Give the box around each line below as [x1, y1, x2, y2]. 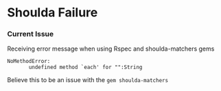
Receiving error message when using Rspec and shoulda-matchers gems [7, 44, 215, 53]
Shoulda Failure [7, 5, 98, 21]
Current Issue [7, 29, 54, 39]
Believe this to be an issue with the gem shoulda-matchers [7, 76, 169, 84]
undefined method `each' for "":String [28, 64, 143, 71]
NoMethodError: [7, 58, 51, 65]
